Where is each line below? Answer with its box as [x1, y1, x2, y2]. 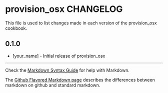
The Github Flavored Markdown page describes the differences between [5, 77, 155, 83]
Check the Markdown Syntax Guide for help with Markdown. [5, 67, 130, 73]
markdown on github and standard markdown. [5, 82, 100, 88]
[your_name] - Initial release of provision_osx [12, 53, 105, 59]
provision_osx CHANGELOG [5, 3, 123, 15]
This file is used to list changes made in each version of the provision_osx [5, 20, 157, 26]
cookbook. [5, 25, 27, 31]
